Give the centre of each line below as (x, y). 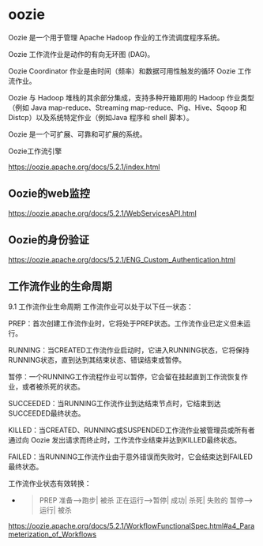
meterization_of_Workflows (53, 534)
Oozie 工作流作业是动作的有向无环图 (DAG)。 (81, 54)
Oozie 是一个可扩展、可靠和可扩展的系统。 (78, 134)
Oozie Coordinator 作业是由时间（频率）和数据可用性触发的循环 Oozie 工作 (130, 71)
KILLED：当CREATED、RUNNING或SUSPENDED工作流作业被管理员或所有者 (131, 430)
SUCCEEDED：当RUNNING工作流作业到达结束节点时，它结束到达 (115, 404)
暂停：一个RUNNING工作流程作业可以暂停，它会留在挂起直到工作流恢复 (125, 377)
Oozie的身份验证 (49, 240)
